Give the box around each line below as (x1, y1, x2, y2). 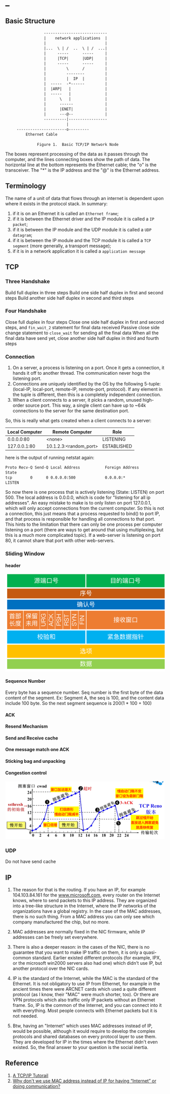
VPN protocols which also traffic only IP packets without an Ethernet (12, 997, 155, 1003)
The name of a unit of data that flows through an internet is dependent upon (5, 195, 164, 201)
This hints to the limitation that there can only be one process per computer (5, 521, 163, 527)
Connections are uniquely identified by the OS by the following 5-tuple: (12, 381, 161, 387)
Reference (5, 1059, 39, 1068)
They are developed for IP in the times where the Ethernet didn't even (12, 1039, 158, 1045)
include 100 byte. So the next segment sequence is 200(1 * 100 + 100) (5, 700, 152, 707)
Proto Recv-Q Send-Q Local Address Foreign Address (5, 465, 139, 470)
